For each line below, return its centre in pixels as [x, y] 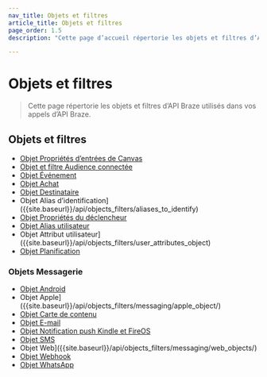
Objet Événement [48, 175]
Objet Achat [39, 184]
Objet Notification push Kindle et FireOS [85, 331]
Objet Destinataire [49, 192]
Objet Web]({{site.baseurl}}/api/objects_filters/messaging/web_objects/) [138, 348]
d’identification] [83, 200]
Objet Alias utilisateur [54, 226]
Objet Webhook [45, 356]
